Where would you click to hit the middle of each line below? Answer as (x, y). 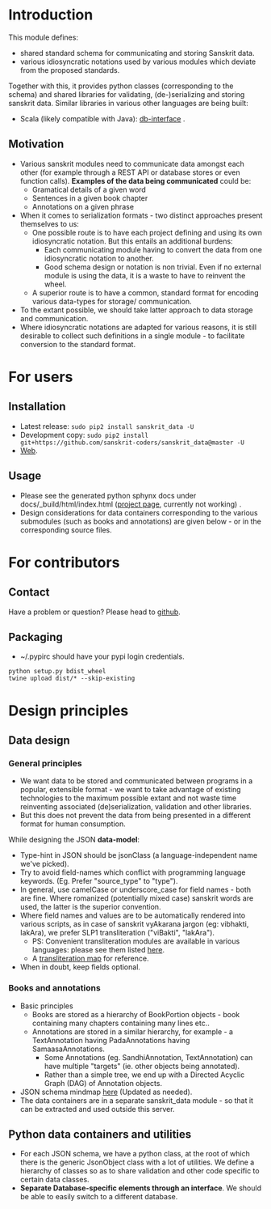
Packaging (35, 637)
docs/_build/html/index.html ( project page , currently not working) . (131, 504)
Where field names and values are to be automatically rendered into (133, 915)
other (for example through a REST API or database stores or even (130, 172)
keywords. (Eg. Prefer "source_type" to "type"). (99, 881)
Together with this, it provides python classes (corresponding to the (121, 86)
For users (41, 377)
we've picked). (45, 864)
